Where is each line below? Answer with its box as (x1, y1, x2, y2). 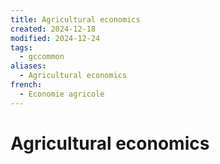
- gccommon (19, 52, 65, 62)
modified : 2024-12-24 (10, 33, 101, 43)
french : (10, 80, 43, 90)
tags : (10, 42, 33, 53)
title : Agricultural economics (10, 14, 141, 25)
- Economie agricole (19, 89, 105, 99)
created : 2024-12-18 (10, 24, 97, 34)
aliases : (10, 61, 47, 71)
